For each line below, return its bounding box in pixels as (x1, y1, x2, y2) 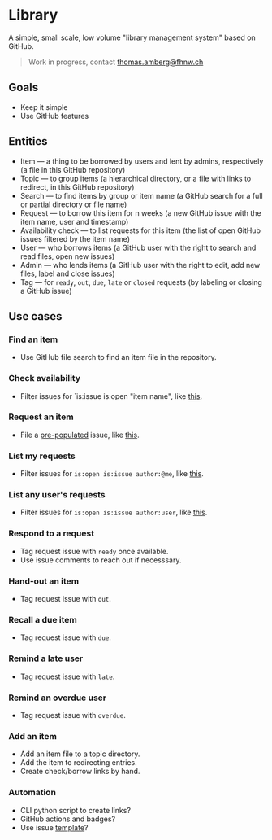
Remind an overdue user (8, 692, 107, 703)
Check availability (8, 373, 81, 384)
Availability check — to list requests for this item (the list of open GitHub (19, 225, 261, 235)
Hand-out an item (8, 575, 80, 587)
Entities (8, 134, 48, 148)
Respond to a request (8, 527, 95, 539)
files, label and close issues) (19, 269, 115, 278)
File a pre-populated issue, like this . (19, 430, 140, 440)
